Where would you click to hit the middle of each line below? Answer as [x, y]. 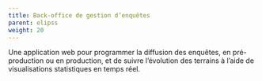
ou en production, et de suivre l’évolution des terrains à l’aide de [150, 61]
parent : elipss [33, 23]
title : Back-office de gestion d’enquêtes [79, 15]
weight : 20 [26, 30]
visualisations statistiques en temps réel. [74, 69]
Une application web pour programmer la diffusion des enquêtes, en [120, 53]
